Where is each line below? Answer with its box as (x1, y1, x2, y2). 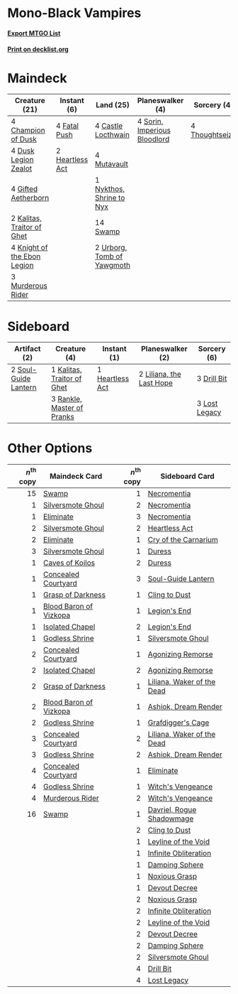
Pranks (50, 412, 74, 422)
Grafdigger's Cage (147, 718, 210, 728)
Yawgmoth (94, 261, 131, 271)
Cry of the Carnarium (147, 534, 218, 544)
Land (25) (95, 100, 130, 110)
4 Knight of (11, 243, 48, 253)
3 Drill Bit (196, 374, 227, 384)
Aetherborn (11, 193, 50, 203)
